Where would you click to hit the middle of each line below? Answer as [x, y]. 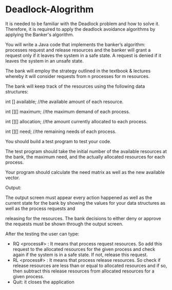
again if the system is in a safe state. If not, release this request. [80, 255]
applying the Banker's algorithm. [40, 34]
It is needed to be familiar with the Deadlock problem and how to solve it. [83, 24]
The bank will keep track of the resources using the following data [75, 86]
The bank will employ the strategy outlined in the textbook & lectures [78, 71]
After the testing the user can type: [42, 234]
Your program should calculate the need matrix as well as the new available [85, 172]
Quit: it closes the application [43, 282]
